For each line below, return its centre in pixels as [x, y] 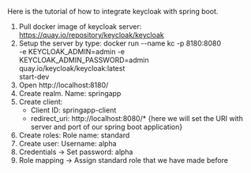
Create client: [41, 102]
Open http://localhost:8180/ [64, 85]
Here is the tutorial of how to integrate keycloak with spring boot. [113, 11]
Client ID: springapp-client [73, 110]
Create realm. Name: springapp [70, 93]
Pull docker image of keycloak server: [80, 26]
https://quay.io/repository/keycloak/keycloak [92, 35]
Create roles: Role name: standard [74, 135]
